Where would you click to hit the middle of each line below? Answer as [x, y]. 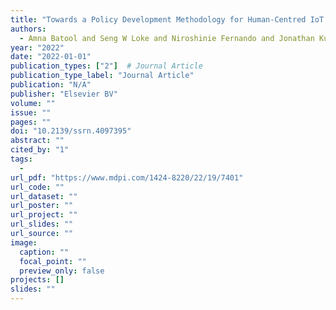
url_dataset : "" [44, 196]
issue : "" [31, 112]
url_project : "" [44, 215]
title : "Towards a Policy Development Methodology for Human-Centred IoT [167, 19]
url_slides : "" [42, 224]
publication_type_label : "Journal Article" [102, 76]
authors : [28, 29]
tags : [21, 159]
